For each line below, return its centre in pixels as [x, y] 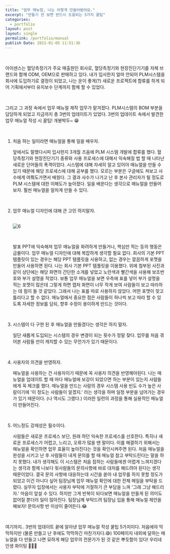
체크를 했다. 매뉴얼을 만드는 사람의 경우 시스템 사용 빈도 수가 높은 [92, 386]
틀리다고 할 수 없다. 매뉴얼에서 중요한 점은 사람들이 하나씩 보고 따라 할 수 [84, 297]
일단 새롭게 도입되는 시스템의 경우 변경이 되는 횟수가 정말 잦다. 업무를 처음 [86, 335]
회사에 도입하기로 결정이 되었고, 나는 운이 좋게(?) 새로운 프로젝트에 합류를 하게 [82, 81]
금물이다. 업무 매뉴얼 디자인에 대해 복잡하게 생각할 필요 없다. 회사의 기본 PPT [89, 253]
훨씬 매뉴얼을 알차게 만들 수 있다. [56, 190]
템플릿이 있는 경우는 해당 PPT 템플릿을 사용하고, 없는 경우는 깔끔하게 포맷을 [87, 259]
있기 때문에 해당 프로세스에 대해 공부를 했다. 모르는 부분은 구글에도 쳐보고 [85, 171]
